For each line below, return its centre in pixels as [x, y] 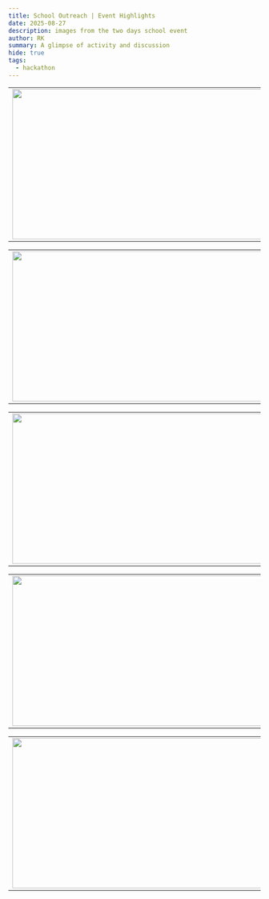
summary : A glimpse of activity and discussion [89, 46]
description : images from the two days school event [98, 30]
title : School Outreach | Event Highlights [82, 16]
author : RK [26, 38]
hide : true [26, 53]
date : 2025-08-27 [37, 23]
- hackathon [36, 68]
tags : [17, 61]
